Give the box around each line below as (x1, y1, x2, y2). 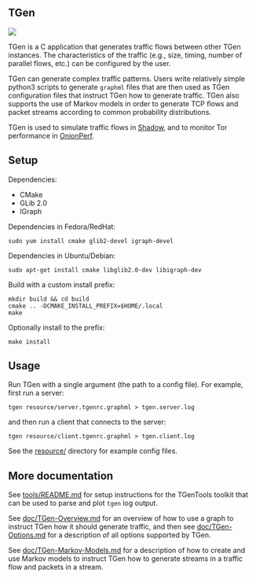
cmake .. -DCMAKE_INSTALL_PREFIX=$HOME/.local (8, 302, 163, 310)
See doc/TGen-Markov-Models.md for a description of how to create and (8, 546, 246, 555)
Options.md (8, 530, 46, 540)
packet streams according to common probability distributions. (8, 107, 212, 116)
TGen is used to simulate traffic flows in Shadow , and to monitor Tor (8, 122, 228, 132)
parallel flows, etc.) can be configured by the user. (8, 58, 171, 68)
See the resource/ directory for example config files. (8, 446, 178, 455)
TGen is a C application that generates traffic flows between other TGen (8, 42, 241, 51)
